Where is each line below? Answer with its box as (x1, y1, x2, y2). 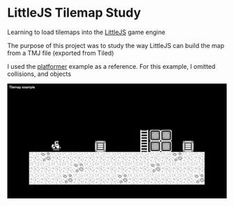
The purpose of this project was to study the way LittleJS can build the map (7, 41, 225, 49)
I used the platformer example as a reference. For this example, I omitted (7, 62, 216, 70)
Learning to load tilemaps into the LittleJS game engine (7, 28, 166, 36)
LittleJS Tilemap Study (7, 5, 141, 21)
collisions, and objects (7, 70, 72, 78)
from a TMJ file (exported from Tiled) (7, 49, 114, 57)
